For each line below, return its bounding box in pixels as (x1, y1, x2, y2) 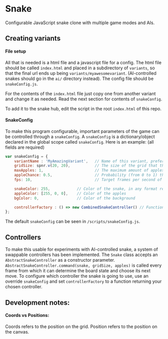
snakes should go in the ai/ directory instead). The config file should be (5, 75, 154, 81)
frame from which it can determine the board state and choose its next (5, 268, 151, 274)
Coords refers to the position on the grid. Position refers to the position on (5, 323, 157, 329)
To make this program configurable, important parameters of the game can (5, 128, 159, 134)
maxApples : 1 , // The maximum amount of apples (14, 168, 164, 173)
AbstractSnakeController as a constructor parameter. (5, 257, 115, 263)
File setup (5, 48, 26, 54)
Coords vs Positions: (5, 312, 49, 318)
